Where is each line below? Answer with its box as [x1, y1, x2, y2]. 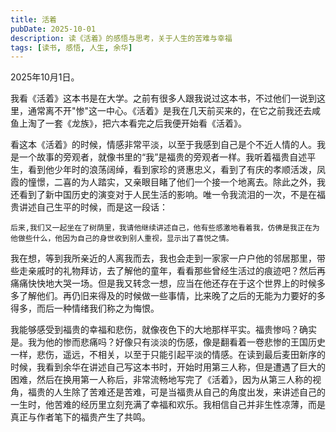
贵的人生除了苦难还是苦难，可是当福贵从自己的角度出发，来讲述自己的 [36, 386, 326, 398]
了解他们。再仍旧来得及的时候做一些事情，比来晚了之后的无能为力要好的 [18, 290, 317, 302]
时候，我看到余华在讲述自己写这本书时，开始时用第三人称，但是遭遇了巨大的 [10, 361, 326, 373]
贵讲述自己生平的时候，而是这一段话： [10, 201, 168, 213]
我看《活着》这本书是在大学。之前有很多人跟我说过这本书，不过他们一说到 [10, 92, 317, 105]
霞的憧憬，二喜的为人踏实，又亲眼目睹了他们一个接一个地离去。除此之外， [10, 176, 317, 188]
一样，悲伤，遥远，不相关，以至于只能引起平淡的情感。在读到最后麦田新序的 [10, 349, 326, 361]
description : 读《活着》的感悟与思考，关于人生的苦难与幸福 [10, 33, 233, 43]
